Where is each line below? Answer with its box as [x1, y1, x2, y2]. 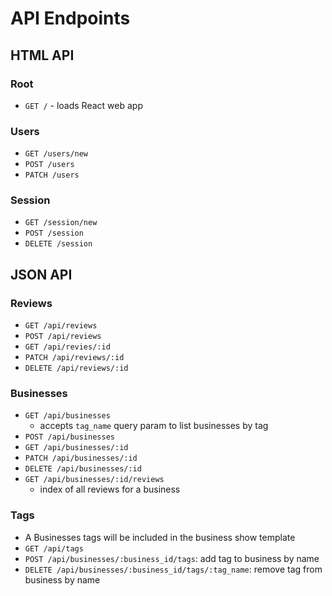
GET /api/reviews [24, 321, 98, 331]
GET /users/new [24, 149, 89, 159]
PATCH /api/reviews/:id [24, 353, 125, 363]
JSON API [10, 266, 73, 283]
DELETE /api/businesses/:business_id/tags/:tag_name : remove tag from [24, 563, 323, 575]
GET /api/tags [24, 543, 84, 554]
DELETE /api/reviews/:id [24, 363, 129, 374]
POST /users [24, 160, 75, 170]
